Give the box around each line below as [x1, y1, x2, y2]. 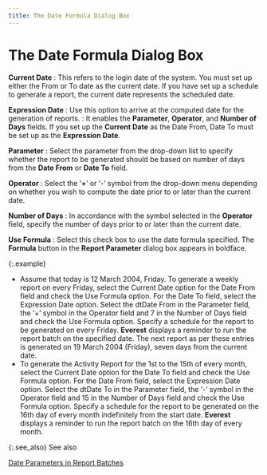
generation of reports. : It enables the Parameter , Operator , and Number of [8, 113, 257, 123]
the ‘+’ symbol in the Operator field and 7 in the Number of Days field [19, 308, 247, 318]
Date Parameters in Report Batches [8, 457, 124, 467]
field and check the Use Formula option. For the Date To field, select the [19, 291, 257, 300]
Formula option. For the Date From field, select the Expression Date [19, 376, 241, 386]
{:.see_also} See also [8, 442, 77, 452]
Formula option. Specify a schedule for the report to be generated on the [19, 401, 259, 411]
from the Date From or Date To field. [8, 163, 128, 172]
